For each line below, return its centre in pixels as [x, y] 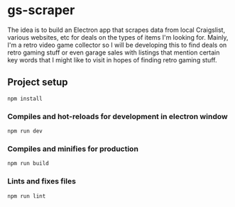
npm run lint [27, 196]
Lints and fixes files [42, 181]
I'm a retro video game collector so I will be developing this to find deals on [117, 45]
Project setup [38, 83]
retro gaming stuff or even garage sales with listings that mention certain [114, 52]
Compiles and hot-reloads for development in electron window [118, 116]
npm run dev [25, 131]
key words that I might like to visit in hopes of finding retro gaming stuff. [112, 60]
